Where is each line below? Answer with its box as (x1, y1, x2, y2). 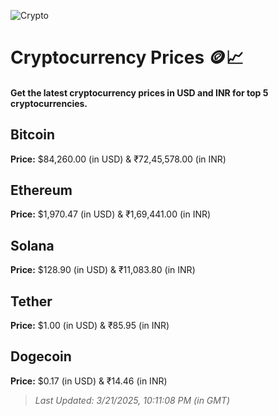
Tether (10, 293, 53, 310)
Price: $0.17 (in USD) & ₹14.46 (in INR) (10, 375, 168, 387)
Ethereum (10, 181, 73, 199)
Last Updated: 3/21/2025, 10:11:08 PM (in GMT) (34, 394, 231, 406)
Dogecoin (10, 348, 72, 365)
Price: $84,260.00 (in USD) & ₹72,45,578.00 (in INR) (10, 153, 227, 165)
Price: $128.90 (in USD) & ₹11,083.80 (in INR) (10, 264, 196, 276)
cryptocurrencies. (10, 97, 88, 109)
